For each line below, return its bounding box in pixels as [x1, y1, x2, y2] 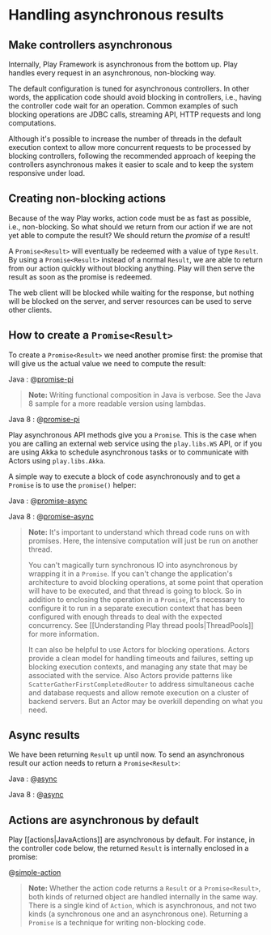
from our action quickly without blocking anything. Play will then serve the [8, 263, 255, 273]
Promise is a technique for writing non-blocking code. [28, 918, 206, 928]
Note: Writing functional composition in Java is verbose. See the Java [28, 390, 261, 399]
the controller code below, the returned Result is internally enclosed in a [8, 843, 249, 853]
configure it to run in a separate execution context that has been [28, 603, 243, 613]
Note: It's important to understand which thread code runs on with [28, 527, 250, 536]
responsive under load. [8, 169, 86, 177]
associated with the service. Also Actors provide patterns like [28, 670, 233, 680]
